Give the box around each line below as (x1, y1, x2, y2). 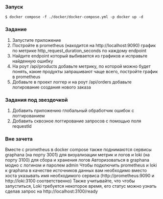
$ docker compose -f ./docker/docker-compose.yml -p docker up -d (5, 15, 143, 20)
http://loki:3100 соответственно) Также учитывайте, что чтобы (5, 178, 135, 184)
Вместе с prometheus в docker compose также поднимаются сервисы (5, 146, 152, 153)
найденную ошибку (12, 58, 53, 64)
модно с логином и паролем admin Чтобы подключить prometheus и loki (5, 162, 157, 168)
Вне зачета (5, 135, 33, 142)
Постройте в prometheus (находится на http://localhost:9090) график (12, 42, 156, 48)
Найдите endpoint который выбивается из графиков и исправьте (12, 53, 148, 58)
